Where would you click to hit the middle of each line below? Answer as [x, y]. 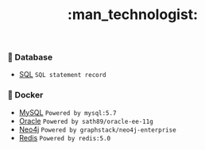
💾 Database [30, 57]
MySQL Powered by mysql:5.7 [68, 112]
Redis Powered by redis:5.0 [65, 137]
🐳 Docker [25, 95]
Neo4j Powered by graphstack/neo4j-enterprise [97, 129]
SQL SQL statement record [62, 75]
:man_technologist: [133, 15]
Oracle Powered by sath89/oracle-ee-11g [86, 121]
